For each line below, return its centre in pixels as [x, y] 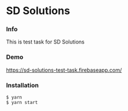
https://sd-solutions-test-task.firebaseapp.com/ [64, 70]
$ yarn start [22, 103]
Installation [23, 85]
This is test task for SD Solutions [46, 42]
